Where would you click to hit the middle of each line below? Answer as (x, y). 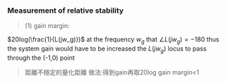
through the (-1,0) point (41, 58)
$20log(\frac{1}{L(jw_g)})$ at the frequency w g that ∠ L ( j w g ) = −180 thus (113, 40)
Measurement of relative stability (66, 11)
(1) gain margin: (47, 26)
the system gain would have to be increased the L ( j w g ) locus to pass (107, 49)
